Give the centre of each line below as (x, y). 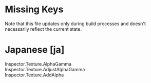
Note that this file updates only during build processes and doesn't (75, 24)
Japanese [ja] (35, 50)
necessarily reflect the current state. (43, 29)
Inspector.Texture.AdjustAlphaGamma (45, 69)
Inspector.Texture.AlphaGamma (38, 64)
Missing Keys (34, 9)
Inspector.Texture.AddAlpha (34, 75)
